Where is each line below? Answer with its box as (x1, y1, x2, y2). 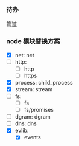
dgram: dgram (14, 113, 51, 120)
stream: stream (14, 85, 53, 92)
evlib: (14, 127, 29, 134)
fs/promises (24, 106, 54, 114)
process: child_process (14, 78, 74, 86)
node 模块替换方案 (6, 37, 60, 46)
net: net (14, 51, 34, 58)
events (24, 134, 41, 141)
